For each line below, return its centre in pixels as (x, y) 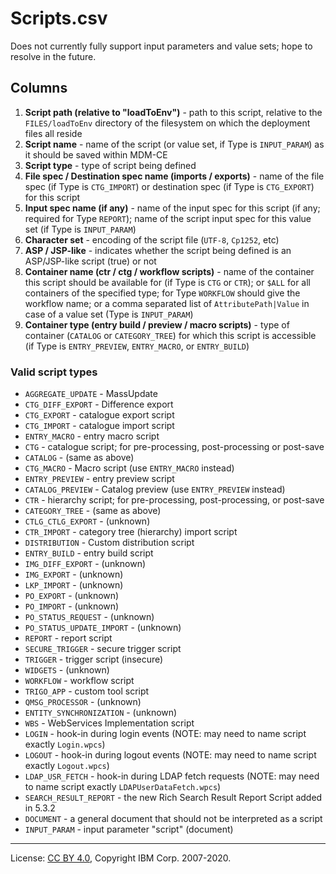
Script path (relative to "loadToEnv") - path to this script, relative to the (173, 112)
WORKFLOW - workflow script (79, 681)
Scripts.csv (59, 18)
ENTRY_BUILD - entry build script (89, 553)
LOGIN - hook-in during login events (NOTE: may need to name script (165, 734)
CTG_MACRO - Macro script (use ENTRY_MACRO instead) (129, 468)
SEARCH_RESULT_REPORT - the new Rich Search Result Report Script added (173, 798)
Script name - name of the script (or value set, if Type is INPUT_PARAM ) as (174, 144)
